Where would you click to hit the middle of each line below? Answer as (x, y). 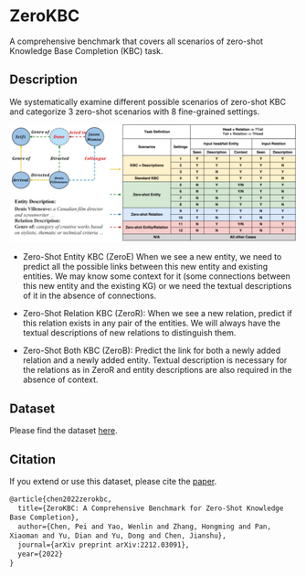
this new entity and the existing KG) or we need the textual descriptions (157, 286)
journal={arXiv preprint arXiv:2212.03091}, (104, 545)
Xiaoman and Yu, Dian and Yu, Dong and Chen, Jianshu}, (118, 536)
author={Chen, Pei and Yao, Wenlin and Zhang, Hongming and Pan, (145, 527)
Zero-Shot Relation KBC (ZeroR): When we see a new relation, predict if (157, 314)
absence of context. (60, 379)
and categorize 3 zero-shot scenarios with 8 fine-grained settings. (135, 112)
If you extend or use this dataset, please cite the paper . (113, 482)
